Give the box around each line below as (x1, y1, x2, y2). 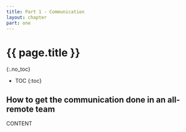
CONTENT (6, 120, 33, 127)
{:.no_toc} (6, 65, 31, 73)
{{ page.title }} (6, 46, 81, 59)
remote (6, 104, 34, 114)
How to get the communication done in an (6, 94, 166, 105)
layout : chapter (6, 14, 47, 20)
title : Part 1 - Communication (6, 8, 85, 15)
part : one (6, 20, 31, 26)
